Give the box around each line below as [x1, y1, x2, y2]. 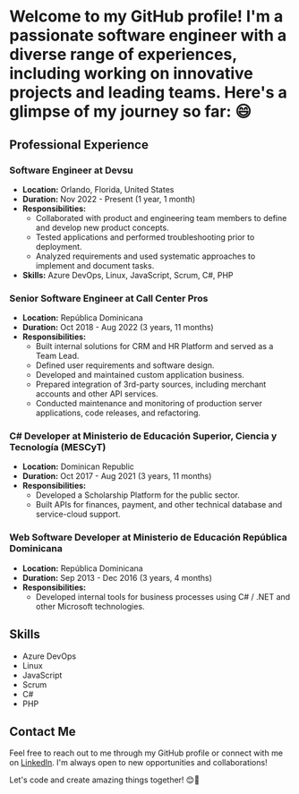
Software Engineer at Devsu [9, 164, 134, 176]
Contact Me [9, 723, 76, 739]
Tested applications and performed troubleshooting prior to [35, 231, 255, 243]
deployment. [35, 241, 82, 252]
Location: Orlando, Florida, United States [21, 184, 175, 194]
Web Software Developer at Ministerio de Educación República [9, 531, 288, 543]
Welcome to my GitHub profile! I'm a [9, 6, 284, 27]
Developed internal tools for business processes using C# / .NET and [35, 591, 291, 602]
